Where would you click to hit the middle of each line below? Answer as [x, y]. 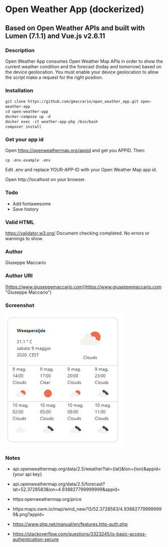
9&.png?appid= [29, 515]
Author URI [19, 276]
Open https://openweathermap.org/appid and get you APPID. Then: [75, 151]
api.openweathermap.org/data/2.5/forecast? [59, 484]
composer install [23, 127]
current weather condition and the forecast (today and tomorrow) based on [83, 66]
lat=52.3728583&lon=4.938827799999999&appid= [66, 489]
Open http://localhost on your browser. [45, 179]
